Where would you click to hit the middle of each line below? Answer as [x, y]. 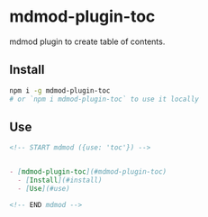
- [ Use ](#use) [44, 188]
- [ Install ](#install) [60, 181]
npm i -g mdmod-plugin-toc [60, 90]
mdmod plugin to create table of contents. [87, 41]
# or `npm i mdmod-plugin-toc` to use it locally [104, 99]
